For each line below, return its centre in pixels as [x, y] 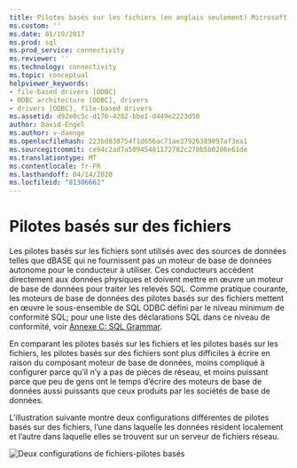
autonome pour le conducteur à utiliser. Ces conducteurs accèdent [132, 270]
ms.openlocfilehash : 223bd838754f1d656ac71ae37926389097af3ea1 [129, 141]
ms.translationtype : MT [53, 158]
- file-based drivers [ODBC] [63, 91]
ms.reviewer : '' [39, 59]
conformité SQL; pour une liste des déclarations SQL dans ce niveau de [140, 317]
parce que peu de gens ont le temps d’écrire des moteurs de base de [136, 382]
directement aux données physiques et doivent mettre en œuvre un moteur [146, 280]
